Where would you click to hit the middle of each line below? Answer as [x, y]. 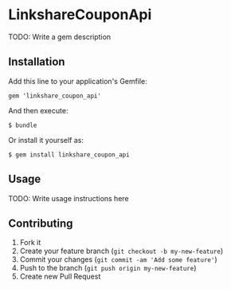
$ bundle [23, 125]
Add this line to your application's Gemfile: [78, 81]
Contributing [41, 223]
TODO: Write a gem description [60, 37]
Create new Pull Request [60, 276]
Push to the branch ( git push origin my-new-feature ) [108, 268]
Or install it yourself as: [46, 140]
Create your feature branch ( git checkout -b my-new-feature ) [121, 251]
